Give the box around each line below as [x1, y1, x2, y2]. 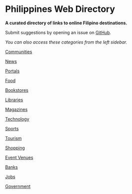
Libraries [5, 97, 23, 103]
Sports [5, 126, 19, 131]
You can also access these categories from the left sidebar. [5, 39, 128, 45]
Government [5, 183, 31, 189]
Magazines [5, 106, 28, 112]
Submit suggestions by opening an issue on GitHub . [5, 29, 111, 35]
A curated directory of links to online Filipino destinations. [5, 20, 128, 26]
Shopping [5, 145, 25, 151]
